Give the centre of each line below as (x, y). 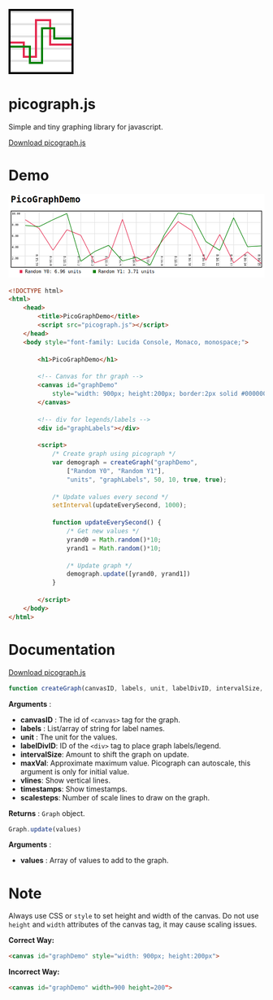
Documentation (62, 649)
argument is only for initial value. (75, 771)
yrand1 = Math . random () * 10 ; (114, 548)
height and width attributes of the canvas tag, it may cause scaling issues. (133, 924)
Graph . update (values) (45, 829)
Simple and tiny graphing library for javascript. (86, 126)
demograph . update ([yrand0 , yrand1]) (128, 574)
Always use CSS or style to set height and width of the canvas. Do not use (134, 916)
